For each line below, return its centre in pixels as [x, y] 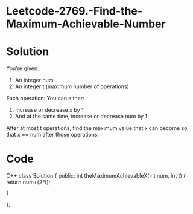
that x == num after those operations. [53, 135]
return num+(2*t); [28, 182]
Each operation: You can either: [45, 99]
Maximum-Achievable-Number [86, 24]
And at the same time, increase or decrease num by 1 [81, 117]
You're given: [23, 68]
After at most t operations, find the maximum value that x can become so [97, 128]
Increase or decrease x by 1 [49, 110]
